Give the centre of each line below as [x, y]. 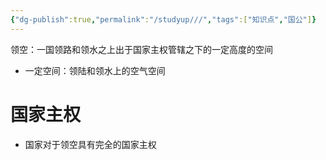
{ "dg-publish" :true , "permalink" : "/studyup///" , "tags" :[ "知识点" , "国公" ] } [163, 19]
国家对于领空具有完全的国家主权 [90, 144]
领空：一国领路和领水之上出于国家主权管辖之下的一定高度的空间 [141, 49]
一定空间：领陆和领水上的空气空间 [95, 70]
